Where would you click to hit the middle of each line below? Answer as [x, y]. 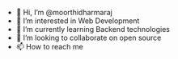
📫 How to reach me [49, 47]
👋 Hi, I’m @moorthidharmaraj [64, 12]
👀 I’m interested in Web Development [78, 21]
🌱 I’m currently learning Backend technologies [93, 29]
